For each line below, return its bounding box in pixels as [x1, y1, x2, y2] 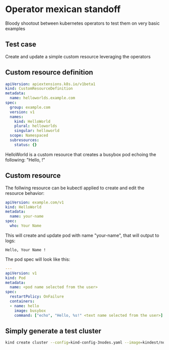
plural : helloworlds [14, 123, 57, 129]
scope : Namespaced [10, 133, 49, 138]
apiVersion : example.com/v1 [5, 200, 64, 205]
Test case [5, 40, 37, 49]
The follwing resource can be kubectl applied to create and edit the [5, 185, 145, 191]
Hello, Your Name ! [5, 247, 46, 252]
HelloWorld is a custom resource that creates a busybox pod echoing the [5, 151, 156, 157]
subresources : [10, 137, 39, 143]
